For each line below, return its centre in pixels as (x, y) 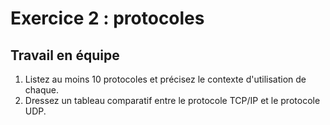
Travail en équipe (65, 55)
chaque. (41, 90)
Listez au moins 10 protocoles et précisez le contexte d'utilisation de (165, 79)
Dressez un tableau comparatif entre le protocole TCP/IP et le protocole (172, 100)
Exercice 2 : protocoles (107, 18)
